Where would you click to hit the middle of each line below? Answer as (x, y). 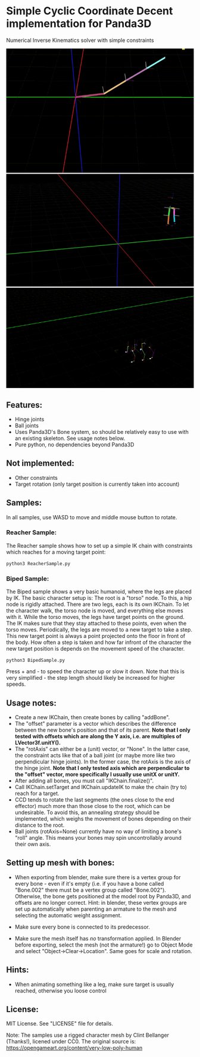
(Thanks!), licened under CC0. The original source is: (71, 1041)
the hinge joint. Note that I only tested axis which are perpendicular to (102, 768)
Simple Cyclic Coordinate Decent (90, 11)
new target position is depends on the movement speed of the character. (96, 649)
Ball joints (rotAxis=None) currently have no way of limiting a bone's (98, 831)
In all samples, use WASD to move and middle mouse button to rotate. (92, 517)
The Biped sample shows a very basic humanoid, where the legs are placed (99, 591)
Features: (24, 405)
